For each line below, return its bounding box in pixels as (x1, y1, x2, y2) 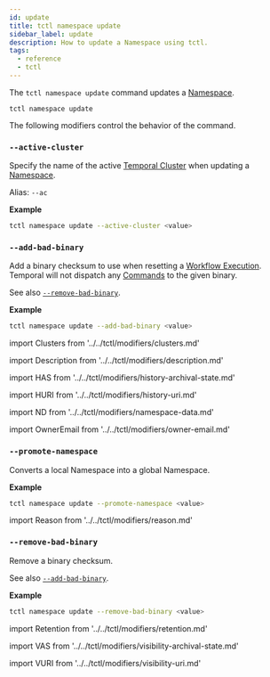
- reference (17, 54, 62, 63)
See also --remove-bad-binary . (9, 287, 122, 298)
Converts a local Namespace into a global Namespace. (9, 464, 210, 475)
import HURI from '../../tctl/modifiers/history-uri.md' (9, 389, 197, 401)
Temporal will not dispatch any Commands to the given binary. (9, 270, 238, 281)
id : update (9, 12, 50, 22)
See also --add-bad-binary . (9, 572, 109, 583)
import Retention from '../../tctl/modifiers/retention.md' (9, 623, 208, 633)
